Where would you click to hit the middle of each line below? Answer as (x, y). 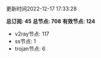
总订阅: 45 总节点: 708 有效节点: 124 (51, 21)
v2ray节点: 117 (32, 34)
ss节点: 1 (25, 41)
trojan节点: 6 (30, 49)
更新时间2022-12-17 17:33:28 (41, 9)
